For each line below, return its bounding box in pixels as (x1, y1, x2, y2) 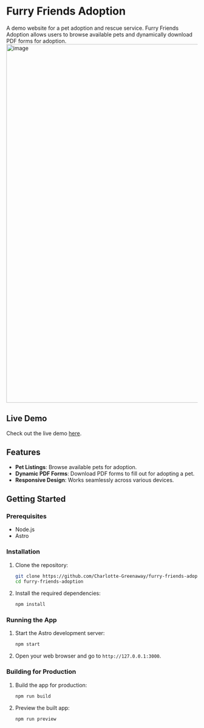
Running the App (6, 616, 57, 624)
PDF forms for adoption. (6, 37, 67, 44)
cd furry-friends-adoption (15, 579, 84, 585)
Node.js (15, 526, 35, 533)
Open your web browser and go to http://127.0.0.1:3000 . (15, 652, 161, 660)
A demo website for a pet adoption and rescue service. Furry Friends (6, 24, 179, 32)
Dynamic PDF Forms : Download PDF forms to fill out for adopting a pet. (15, 470, 195, 477)
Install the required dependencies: (15, 589, 101, 597)
